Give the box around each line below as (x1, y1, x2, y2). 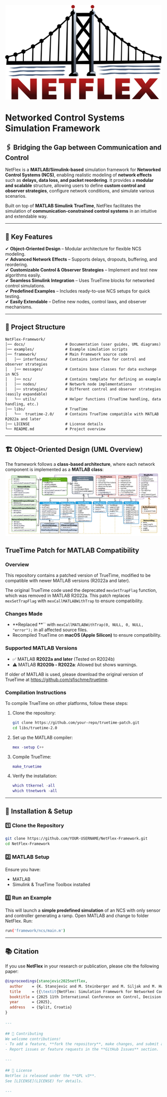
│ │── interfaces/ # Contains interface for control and (5, 357, 146, 362)
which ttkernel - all (12, 783, 55, 788)
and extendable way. (5, 213, 48, 219)
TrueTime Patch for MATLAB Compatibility (5, 546, 139, 554)
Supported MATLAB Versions (5, 645, 78, 652)
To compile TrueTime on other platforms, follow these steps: (5, 700, 128, 706)
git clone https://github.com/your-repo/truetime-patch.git (12, 720, 140, 725)
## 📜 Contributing (5, 1031, 43, 1036)
